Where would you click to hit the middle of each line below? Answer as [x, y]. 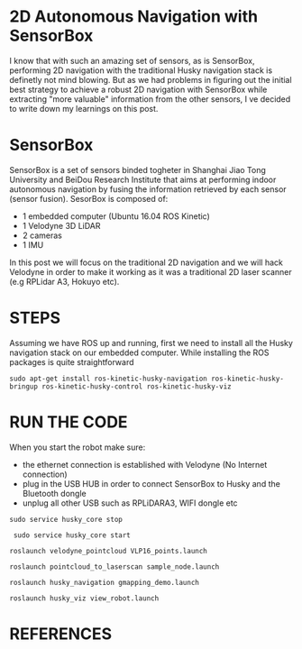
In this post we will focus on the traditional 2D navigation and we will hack [146, 262]
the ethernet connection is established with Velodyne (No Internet [145, 464]
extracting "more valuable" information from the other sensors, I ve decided [150, 99]
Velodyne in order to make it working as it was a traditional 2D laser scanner [151, 271]
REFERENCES [61, 634]
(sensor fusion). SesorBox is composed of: [89, 198]
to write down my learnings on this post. [84, 108]
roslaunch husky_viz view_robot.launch [84, 598]
